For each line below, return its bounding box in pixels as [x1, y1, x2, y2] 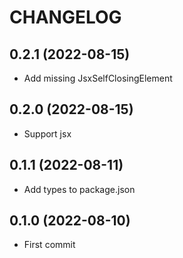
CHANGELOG [9, 6, 122, 29]
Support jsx [23, 127, 72, 140]
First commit [23, 239, 76, 251]
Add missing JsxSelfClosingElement [23, 72, 173, 84]
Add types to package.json [23, 183, 136, 195]
